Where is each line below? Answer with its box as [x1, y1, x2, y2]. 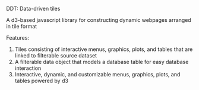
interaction [14, 65, 42, 72]
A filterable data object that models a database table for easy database [14, 59, 189, 65]
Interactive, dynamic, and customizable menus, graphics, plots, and [14, 71, 181, 78]
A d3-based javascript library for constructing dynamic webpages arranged [6, 17, 191, 23]
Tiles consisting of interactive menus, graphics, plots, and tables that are [14, 46, 193, 53]
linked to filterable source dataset [14, 52, 97, 59]
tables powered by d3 [14, 77, 68, 84]
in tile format [6, 23, 37, 30]
